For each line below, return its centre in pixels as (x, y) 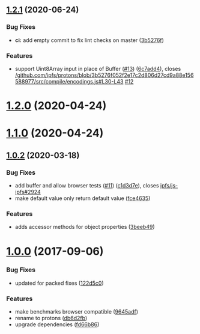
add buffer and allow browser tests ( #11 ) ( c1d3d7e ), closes (87, 186)
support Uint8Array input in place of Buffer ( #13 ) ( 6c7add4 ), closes (98, 68)
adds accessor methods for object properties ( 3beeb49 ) (85, 227)
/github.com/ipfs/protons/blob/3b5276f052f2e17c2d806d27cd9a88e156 (104, 75)
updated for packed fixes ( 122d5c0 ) (59, 283)
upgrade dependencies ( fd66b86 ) (57, 324)
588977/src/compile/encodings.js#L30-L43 (69, 81)
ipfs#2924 (28, 192)
